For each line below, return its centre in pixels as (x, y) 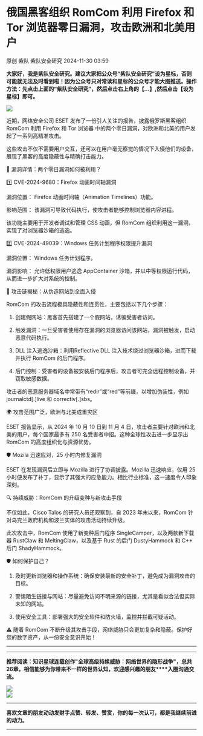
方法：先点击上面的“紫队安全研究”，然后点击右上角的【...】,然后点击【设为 (100, 89)
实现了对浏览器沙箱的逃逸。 (41, 230)
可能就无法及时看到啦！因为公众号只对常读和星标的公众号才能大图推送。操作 (101, 81)
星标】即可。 (22, 96)
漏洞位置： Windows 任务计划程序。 (51, 258)
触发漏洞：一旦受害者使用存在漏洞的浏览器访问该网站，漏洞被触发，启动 (105, 330)
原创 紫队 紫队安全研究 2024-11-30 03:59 (57, 61)
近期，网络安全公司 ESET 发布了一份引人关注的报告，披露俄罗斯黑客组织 (96, 120)
